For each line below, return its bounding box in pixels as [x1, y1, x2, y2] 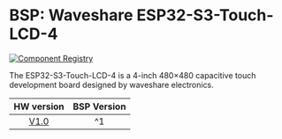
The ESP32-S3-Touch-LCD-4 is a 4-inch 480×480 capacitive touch [9, 69, 256, 80]
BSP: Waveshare [9, 5, 133, 26]
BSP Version [72, 100, 126, 113]
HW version [13, 100, 65, 113]
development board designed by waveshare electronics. [9, 79, 214, 90]
